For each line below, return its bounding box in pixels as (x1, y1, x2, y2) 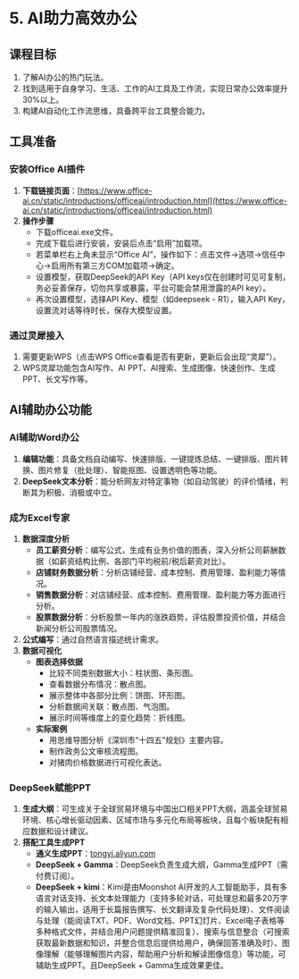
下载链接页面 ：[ (21, 185, 80, 196)
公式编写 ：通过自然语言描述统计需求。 (21, 634, 163, 645)
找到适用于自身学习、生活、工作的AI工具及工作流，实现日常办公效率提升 (21, 83, 288, 94)
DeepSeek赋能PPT (9, 781, 92, 794)
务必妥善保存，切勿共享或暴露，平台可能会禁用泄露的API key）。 (35, 283, 271, 293)
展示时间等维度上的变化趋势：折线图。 (48, 712, 190, 722)
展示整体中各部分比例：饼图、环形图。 (48, 689, 190, 700)
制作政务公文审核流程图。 (48, 746, 144, 756)
